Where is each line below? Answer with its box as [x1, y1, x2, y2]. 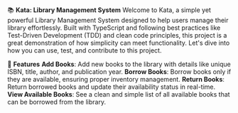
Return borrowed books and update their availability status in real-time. [7, 82, 216, 91]
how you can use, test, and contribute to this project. [7, 46, 162, 55]
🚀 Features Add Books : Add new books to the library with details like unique [7, 60, 231, 68]
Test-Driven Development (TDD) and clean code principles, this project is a [7, 31, 227, 39]
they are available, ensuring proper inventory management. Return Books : [7, 75, 225, 83]
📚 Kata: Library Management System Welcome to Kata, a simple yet [7, 6, 212, 14]
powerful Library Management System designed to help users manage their [7, 16, 229, 24]
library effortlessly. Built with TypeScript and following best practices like [7, 23, 221, 32]
